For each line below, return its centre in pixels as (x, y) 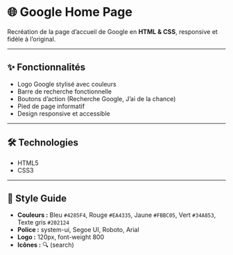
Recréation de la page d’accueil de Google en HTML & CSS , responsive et (113, 31)
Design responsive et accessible (63, 113)
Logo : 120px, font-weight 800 (61, 237)
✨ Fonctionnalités (46, 68)
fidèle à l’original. (32, 39)
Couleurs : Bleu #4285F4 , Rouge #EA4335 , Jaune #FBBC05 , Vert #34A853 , (116, 215)
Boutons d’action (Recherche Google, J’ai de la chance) (96, 98)
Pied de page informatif (51, 106)
